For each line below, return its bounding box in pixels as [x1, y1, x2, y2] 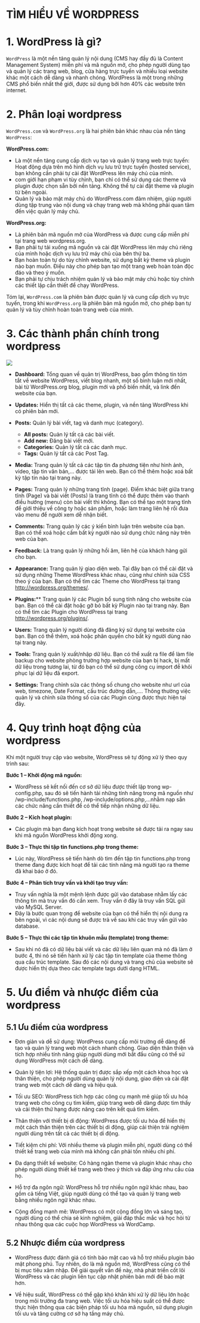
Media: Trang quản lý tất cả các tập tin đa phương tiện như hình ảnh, [14, 462, 184, 468]
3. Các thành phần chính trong [6, 327, 159, 341]
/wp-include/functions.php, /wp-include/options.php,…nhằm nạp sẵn [14, 796, 186, 803]
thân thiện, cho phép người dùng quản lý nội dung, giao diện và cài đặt [14, 1075, 189, 1082]
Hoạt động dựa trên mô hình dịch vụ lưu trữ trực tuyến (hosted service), [14, 163, 191, 170]
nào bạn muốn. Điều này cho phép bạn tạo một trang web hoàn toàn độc [14, 262, 194, 270]
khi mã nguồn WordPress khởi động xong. [14, 832, 118, 839]
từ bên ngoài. [14, 189, 48, 196]
